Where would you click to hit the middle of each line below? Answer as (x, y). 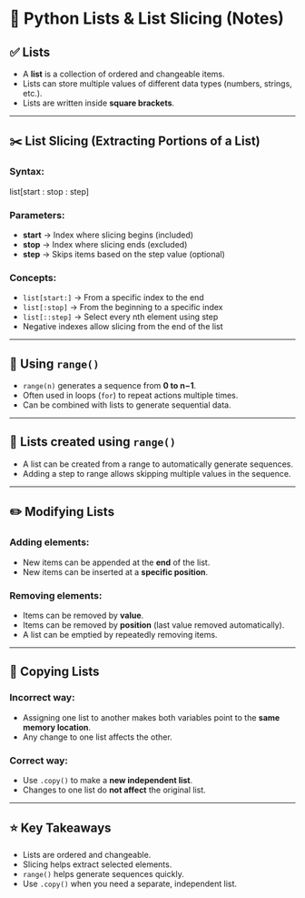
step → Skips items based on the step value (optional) (123, 254)
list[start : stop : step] (49, 191)
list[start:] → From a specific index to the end (113, 298)
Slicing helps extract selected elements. (97, 864)
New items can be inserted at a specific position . (115, 571)
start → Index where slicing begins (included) (108, 235)
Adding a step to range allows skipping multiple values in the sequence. (157, 473)
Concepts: (33, 277)
